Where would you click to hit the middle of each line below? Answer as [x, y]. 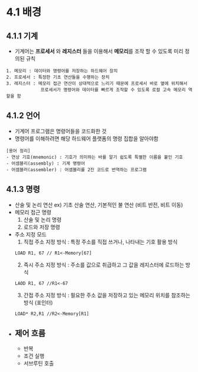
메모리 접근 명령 [33, 212]
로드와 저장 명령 [42, 227]
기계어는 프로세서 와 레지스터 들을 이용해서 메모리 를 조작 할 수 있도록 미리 [99, 51]
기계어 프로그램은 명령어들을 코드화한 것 [61, 131]
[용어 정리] [18, 151]
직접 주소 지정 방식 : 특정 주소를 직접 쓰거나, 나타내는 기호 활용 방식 [100, 242]
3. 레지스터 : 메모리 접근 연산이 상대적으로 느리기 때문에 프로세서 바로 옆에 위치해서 [97, 84]
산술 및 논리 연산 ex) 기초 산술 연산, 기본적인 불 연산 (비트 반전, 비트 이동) [99, 204]
